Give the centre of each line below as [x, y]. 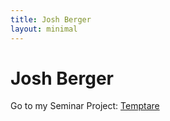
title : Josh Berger [51, 19]
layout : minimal [44, 29]
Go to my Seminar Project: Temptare [85, 106]
